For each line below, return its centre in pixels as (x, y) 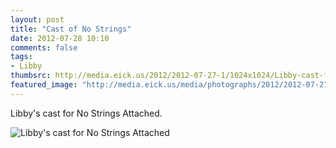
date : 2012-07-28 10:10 (60, 38)
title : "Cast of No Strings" (71, 29)
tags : (21, 57)
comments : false (44, 47)
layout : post (37, 19)
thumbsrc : (31, 76)
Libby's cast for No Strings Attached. (86, 113)
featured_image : (44, 85)
